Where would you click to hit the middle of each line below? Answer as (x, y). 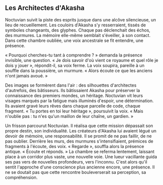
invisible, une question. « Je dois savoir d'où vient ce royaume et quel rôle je (82, 60)
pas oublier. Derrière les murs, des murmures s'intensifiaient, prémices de (79, 141)
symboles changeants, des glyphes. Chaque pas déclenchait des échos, (78, 30)
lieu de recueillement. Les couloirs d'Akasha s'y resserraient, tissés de (75, 25)
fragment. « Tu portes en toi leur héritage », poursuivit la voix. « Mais (74, 111)
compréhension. (21, 177)
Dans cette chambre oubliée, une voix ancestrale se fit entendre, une (74, 40)
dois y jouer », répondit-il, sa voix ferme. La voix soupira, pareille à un (75, 65)
